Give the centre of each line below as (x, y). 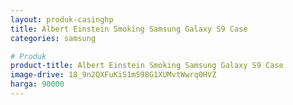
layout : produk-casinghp (62, 19)
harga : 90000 (37, 84)
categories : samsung (53, 38)
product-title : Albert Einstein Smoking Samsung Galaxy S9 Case (147, 66)
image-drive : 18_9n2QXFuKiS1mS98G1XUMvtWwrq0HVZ (113, 75)
